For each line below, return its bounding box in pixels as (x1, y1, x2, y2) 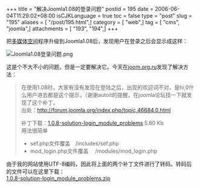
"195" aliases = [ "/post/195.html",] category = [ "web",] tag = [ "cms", (6, 19, 180, 25)
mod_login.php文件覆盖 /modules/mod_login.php (30, 147, 158, 155)
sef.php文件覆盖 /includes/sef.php (30, 140, 119, 147)
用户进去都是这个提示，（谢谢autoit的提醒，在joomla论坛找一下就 (26, 92, 187, 98)
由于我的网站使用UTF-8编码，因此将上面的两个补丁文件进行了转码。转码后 (6, 160, 192, 167)
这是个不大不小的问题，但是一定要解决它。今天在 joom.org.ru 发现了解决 (6, 63, 184, 70)
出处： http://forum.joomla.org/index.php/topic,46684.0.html (21, 107, 171, 113)
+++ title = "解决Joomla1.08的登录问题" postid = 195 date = (6, 5, 154, 12)
